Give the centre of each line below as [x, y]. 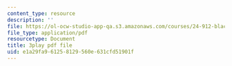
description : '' [30, 20]
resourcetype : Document [41, 39]
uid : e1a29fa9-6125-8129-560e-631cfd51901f [71, 52]
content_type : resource [41, 13]
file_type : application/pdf [48, 33]
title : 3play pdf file [40, 45]
